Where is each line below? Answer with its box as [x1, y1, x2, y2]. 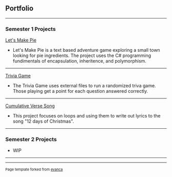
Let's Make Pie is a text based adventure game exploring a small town [12, 47, 160, 53]
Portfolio [5, 4, 34, 13]
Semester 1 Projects [5, 25, 56, 32]
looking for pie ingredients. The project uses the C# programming [12, 52, 152, 58]
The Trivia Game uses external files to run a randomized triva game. [12, 83, 156, 89]
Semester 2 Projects [5, 136, 57, 143]
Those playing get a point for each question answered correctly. [12, 88, 148, 94]
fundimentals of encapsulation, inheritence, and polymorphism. [12, 58, 147, 64]
